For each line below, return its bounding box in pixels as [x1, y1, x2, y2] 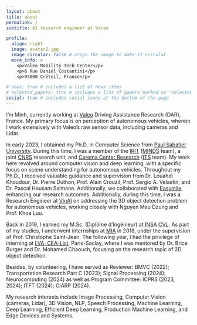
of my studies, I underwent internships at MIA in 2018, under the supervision [6, 227, 191, 234]
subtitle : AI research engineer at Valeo [6, 25, 109, 31]
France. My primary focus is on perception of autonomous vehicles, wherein [6, 117, 191, 124]
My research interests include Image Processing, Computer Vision [6, 293, 166, 300]
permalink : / [6, 19, 38, 25]
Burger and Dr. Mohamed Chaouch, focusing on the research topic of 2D [6, 245, 182, 252]
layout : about [6, 8, 41, 15]
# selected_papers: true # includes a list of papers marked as [6, 90, 167, 95]
